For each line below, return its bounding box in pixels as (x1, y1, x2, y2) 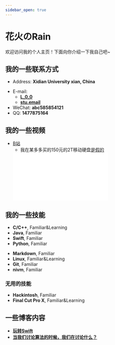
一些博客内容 (5, 313, 46, 322)
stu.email (20, 99, 41, 106)
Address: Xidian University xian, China (12, 79, 95, 85)
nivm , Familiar (12, 267, 43, 272)
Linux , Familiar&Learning (12, 256, 65, 262)
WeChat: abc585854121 (12, 105, 64, 111)
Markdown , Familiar (12, 251, 55, 256)
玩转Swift (12, 328, 33, 334)
